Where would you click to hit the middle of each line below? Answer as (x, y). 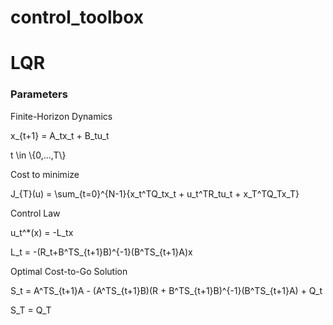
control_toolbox (77, 17)
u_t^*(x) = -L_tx (42, 232)
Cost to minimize (45, 174)
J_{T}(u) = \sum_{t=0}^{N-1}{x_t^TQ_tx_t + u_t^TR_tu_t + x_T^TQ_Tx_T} (155, 193)
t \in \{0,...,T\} (38, 155)
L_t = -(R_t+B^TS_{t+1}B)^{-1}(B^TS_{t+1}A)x (101, 252)
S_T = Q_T (31, 310)
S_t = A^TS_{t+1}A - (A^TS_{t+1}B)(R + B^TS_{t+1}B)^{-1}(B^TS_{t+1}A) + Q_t (166, 290)
